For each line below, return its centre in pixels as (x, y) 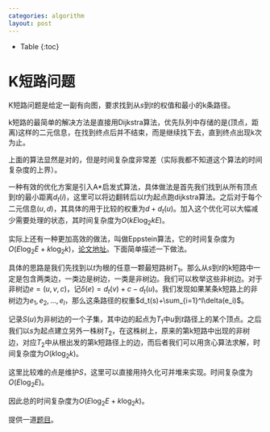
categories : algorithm (46, 16)
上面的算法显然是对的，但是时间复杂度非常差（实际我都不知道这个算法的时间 (135, 160)
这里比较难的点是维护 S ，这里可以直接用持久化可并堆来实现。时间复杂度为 (131, 372)
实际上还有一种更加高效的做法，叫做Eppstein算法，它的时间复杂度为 (122, 238)
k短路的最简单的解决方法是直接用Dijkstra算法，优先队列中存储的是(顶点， (130, 123)
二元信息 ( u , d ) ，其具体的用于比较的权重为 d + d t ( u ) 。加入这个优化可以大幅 (130, 210)
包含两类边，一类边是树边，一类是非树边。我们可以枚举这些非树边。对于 (142, 279)
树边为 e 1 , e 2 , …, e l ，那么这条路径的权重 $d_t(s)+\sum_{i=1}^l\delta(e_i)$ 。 (128, 302)
